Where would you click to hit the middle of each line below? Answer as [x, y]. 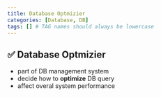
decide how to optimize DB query [66, 79]
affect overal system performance [66, 86]
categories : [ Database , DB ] [48, 20]
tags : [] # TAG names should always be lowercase [81, 26]
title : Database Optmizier [46, 14]
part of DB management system [63, 71]
